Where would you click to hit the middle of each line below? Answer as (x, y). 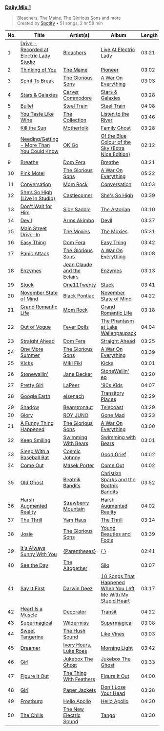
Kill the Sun (33, 128)
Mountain (74, 509)
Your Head (113, 693)
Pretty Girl (32, 385)
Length (149, 35)
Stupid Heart (115, 601)
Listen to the (115, 114)
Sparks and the (118, 480)
